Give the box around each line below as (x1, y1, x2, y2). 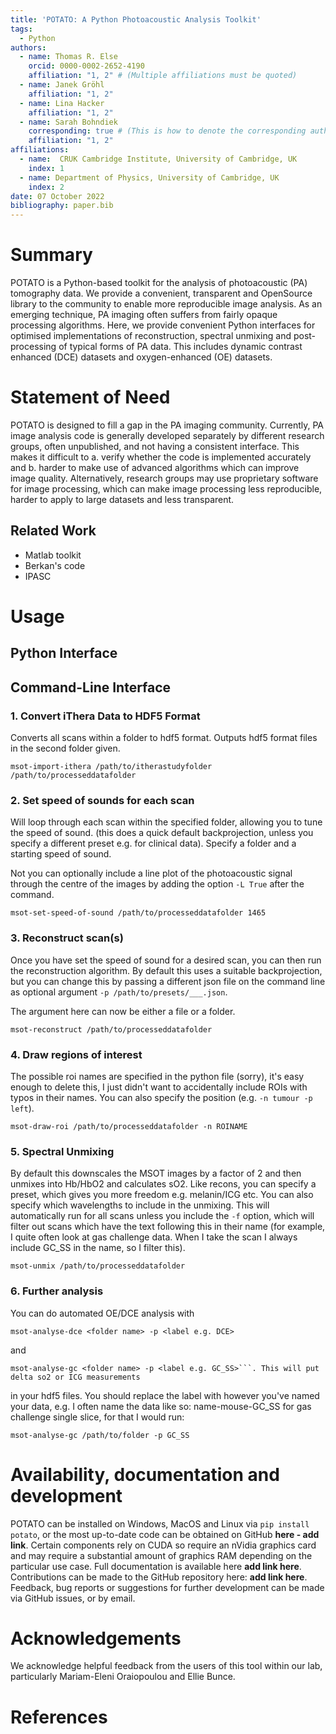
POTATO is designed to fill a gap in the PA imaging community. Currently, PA (10, 419, 324, 431)
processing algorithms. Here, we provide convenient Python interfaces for (10, 319, 316, 331)
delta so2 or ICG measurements (10, 1372, 141, 1382)
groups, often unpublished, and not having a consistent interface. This (10, 441, 300, 452)
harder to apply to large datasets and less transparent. (10, 494, 235, 505)
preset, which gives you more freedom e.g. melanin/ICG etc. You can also (10, 1189, 314, 1201)
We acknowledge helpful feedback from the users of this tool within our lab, (10, 1660, 323, 1672)
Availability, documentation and (10, 1463, 280, 1486)
